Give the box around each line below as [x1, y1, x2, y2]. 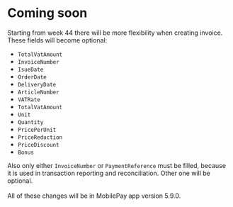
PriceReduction [17, 133, 63, 141]
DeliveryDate [17, 81, 57, 88]
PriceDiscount [17, 141, 59, 148]
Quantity [17, 118, 44, 125]
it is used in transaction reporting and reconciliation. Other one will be [7, 169, 210, 177]
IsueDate [17, 66, 44, 73]
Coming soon [7, 5, 88, 21]
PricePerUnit [17, 126, 57, 133]
